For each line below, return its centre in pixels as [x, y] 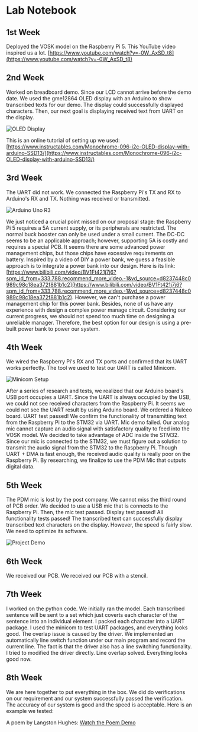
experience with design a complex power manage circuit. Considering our [96, 310]
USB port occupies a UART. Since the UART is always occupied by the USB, [98, 397]
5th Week [24, 485]
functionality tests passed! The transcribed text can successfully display [94, 519]
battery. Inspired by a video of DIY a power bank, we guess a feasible [91, 259]
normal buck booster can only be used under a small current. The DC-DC [95, 234]
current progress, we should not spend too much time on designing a [90, 316]
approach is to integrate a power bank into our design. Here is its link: [91, 265]
